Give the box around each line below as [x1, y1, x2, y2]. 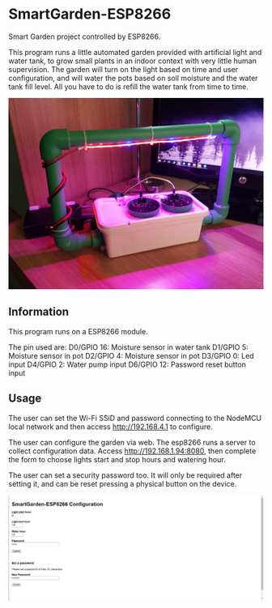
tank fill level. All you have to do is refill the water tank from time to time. [8, 82, 249, 91]
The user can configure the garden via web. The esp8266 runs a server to [8, 437, 257, 447]
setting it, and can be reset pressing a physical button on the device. [8, 478, 237, 488]
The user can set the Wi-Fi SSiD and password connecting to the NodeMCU [8, 413, 262, 423]
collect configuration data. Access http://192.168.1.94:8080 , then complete [8, 446, 257, 456]
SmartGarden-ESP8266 [8, 5, 172, 23]
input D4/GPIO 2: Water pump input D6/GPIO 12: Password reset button [8, 359, 247, 369]
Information [8, 305, 70, 319]
